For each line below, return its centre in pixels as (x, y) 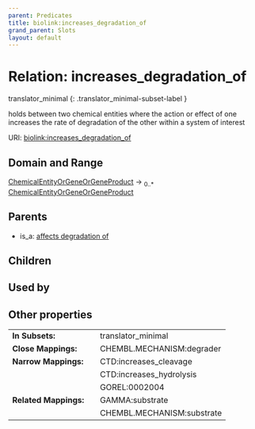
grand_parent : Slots (42, 30)
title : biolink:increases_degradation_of (78, 23)
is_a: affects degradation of (64, 236)
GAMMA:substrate (134, 401)
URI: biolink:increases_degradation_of (70, 138)
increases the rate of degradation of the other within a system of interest (127, 123)
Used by (29, 288)
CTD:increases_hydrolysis (148, 374)
